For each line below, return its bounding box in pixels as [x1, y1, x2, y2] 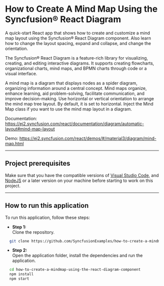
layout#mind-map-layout [5, 126, 55, 132]
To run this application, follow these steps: [5, 214, 90, 220]
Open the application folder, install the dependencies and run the [12, 253, 143, 259]
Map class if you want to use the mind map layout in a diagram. [5, 106, 132, 112]
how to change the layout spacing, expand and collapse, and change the [5, 40, 151, 46]
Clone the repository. [12, 229, 55, 235]
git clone [9, 239, 29, 243]
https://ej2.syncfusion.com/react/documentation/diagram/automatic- [5, 121, 144, 127]
